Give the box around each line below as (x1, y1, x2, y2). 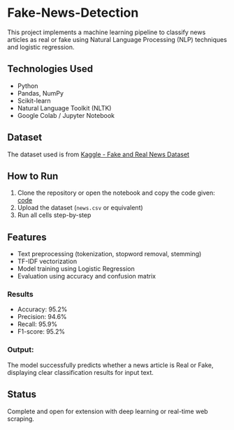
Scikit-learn (17, 96, 51, 105)
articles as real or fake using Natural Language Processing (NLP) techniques (7, 35, 227, 43)
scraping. (7, 414, 35, 423)
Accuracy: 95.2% (17, 305, 68, 313)
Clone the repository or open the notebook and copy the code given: (17, 188, 215, 197)
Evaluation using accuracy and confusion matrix (17, 272, 156, 281)
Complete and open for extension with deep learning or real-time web (7, 407, 208, 415)
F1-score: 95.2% (17, 327, 66, 336)
